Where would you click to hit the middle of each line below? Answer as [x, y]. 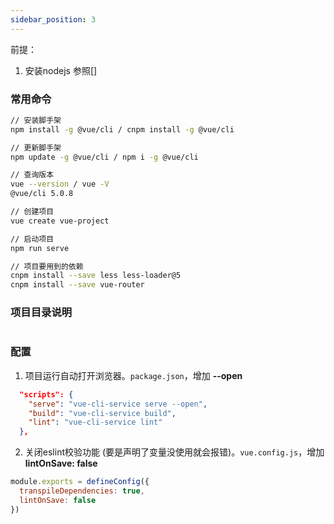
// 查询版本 [32, 175]
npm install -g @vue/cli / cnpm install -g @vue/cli [122, 129]
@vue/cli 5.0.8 [42, 194]
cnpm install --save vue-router [77, 285]
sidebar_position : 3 [53, 19]
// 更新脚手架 [36, 147]
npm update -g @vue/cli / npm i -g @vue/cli [104, 157]
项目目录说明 [41, 313]
